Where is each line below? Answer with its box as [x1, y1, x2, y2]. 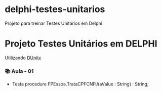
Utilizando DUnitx [5, 55, 42, 61]
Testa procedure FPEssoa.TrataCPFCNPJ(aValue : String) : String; [12, 81, 149, 87]
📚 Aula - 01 [5, 67, 34, 74]
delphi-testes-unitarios [5, 4, 105, 15]
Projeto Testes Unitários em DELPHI [5, 38, 157, 50]
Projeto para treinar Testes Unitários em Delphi [5, 20, 102, 26]
